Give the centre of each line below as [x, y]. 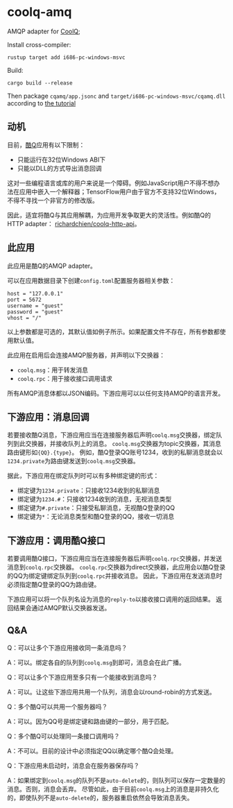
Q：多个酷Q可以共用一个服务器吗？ [58, 707]
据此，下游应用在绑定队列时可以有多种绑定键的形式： [83, 476]
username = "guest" [35, 306]
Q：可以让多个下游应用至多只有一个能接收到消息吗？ [83, 677]
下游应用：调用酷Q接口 [57, 541]
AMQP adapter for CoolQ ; [44, 31]
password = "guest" [35, 312]
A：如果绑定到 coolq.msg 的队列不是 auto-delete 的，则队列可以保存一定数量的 [116, 780]
